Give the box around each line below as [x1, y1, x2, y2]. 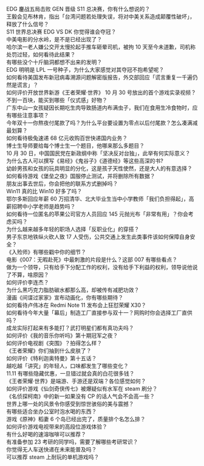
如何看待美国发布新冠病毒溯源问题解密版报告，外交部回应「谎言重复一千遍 [6, 74, 192, 81]
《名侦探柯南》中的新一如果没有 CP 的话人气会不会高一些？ [6, 392, 155, 400]
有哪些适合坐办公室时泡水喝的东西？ [6, 408, 97, 415]
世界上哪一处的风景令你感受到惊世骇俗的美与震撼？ [6, 400, 134, 407]
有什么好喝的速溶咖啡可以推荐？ [6, 431, 86, 437]
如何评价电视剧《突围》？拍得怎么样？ [6, 340, 102, 346]
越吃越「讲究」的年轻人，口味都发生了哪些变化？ [6, 362, 129, 369]
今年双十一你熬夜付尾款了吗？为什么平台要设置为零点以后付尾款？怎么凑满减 [6, 119, 198, 126]
